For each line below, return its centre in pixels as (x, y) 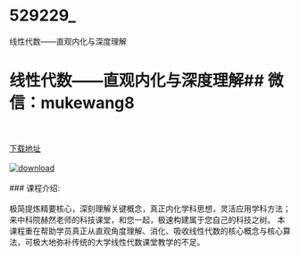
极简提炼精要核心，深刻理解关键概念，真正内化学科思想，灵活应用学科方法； (150, 208)
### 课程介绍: (35, 187)
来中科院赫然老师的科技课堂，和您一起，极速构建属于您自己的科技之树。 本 (147, 219)
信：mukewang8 (72, 103)
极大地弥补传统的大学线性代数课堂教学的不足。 (119, 242)
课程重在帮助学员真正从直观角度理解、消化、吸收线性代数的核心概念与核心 (146, 231)
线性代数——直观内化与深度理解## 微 (146, 81)
